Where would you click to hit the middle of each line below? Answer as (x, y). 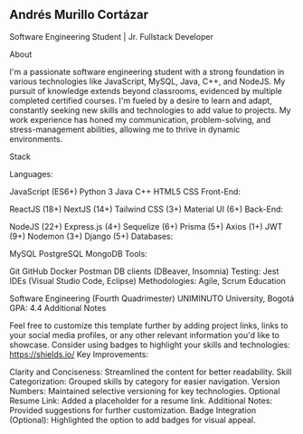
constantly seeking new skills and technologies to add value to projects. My (150, 110)
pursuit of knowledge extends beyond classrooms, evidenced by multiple (146, 90)
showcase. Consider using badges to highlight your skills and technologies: (150, 344)
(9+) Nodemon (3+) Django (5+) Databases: (91, 236)
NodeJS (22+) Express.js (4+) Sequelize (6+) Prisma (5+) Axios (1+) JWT (146, 226)
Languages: (31, 174)
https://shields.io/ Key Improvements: (79, 354)
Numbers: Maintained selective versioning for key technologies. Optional (145, 391)
